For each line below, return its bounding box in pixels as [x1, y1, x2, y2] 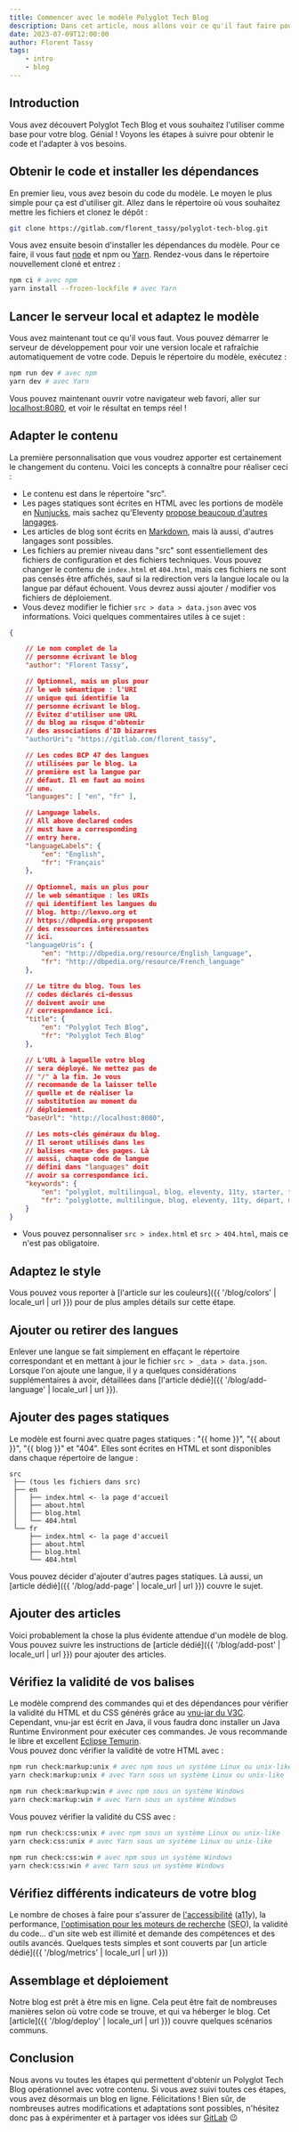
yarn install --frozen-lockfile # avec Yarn [9, 284, 177, 294]
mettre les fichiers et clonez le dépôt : [9, 207, 149, 217]
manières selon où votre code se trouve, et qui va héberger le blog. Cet [9, 2006, 271, 2017]
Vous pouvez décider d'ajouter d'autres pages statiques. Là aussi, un [9, 1570, 263, 1581]
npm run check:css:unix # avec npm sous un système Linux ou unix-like [9, 1828, 280, 1837]
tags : [9, 46, 29, 55]
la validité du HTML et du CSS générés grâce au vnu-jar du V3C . [9, 1707, 246, 1718]
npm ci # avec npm [9, 276, 77, 285]
